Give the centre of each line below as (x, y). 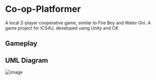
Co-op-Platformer (43, 9)
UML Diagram (27, 60)
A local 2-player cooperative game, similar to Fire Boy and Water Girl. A (78, 23)
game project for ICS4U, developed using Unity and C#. (62, 28)
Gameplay (21, 44)
